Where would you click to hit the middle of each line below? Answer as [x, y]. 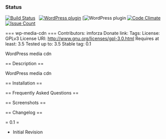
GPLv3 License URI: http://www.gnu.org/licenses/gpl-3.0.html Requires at [82, 38]
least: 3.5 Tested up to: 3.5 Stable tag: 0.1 [48, 44]
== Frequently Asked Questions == [42, 93]
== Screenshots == [26, 103]
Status [13, 7]
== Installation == [24, 83]
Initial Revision [28, 132]
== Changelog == [24, 113]
